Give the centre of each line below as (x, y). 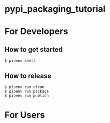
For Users (25, 115)
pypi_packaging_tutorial (55, 9)
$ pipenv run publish (27, 96)
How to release (28, 76)
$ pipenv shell (20, 61)
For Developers (36, 32)
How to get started (34, 49)
